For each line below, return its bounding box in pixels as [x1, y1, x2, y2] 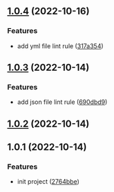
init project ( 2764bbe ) [17, 178, 79, 186]
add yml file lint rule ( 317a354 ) [17, 41, 104, 50]
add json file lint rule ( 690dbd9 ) [17, 98, 108, 106]
